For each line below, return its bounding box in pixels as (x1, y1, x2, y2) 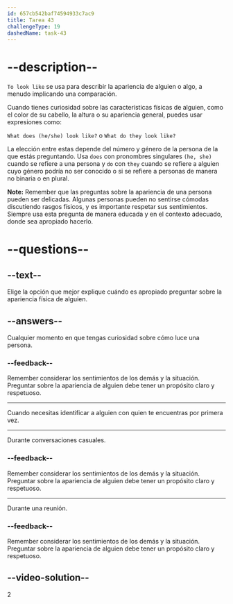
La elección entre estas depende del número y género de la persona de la (7, 145, 218, 153)
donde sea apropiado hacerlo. (7, 217, 94, 226)
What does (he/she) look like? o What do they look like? (7, 131, 176, 140)
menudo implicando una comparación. (7, 90, 117, 98)
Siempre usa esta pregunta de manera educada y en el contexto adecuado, (7, 210, 223, 219)
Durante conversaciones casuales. (7, 436, 106, 444)
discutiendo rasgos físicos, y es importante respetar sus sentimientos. (7, 203, 208, 211)
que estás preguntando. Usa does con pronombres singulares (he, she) (7, 152, 212, 160)
